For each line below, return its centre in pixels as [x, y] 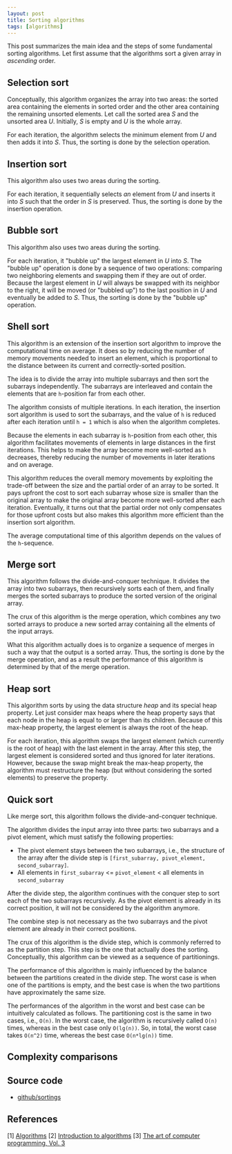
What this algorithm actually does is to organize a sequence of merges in [111, 645]
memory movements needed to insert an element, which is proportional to [113, 358]
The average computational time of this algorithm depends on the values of [114, 535]
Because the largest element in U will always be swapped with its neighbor [113, 283]
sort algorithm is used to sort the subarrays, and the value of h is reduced [112, 414]
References [32, 1119]
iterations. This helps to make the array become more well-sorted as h [107, 450]
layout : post [26, 14]
